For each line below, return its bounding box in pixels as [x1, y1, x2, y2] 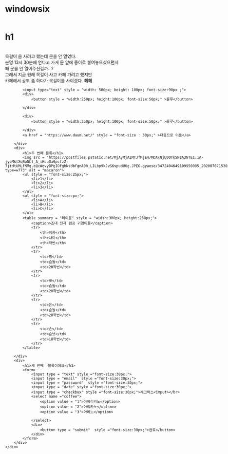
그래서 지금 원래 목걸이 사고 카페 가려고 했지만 [5, 72, 93, 77]
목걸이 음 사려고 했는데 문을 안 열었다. [5, 53, 76, 59]
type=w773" [5, 168, 27, 172]
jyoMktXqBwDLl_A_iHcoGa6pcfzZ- [5, 159, 69, 164]
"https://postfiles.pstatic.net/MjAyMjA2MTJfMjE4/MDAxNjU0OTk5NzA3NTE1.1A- [46, 155, 204, 160]
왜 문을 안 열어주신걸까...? [5, 65, 54, 71]
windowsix [5, 3, 50, 15]
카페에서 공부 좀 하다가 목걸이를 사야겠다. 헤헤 [5, 77, 93, 83]
